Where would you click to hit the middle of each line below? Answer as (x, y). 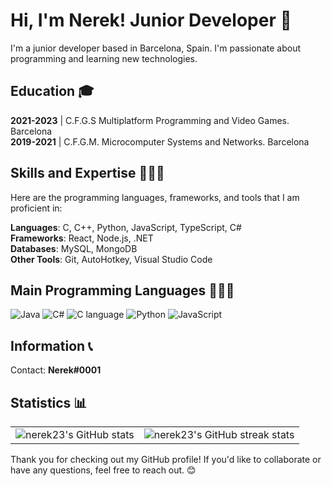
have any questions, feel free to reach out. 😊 (103, 470)
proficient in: (36, 208)
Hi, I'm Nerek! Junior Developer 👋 (151, 20)
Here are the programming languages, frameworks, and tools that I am (155, 197)
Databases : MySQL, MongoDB (74, 248)
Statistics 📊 (49, 402)
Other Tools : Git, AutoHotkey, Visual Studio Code (111, 259)
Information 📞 (51, 345)
